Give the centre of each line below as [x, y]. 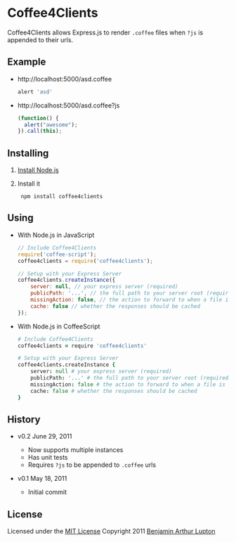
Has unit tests [48, 458]
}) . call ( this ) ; [40, 131]
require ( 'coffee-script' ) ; [57, 254]
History [24, 419]
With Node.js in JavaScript [56, 235]
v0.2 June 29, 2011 [45, 437]
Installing [28, 153]
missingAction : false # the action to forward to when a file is [128, 385]
